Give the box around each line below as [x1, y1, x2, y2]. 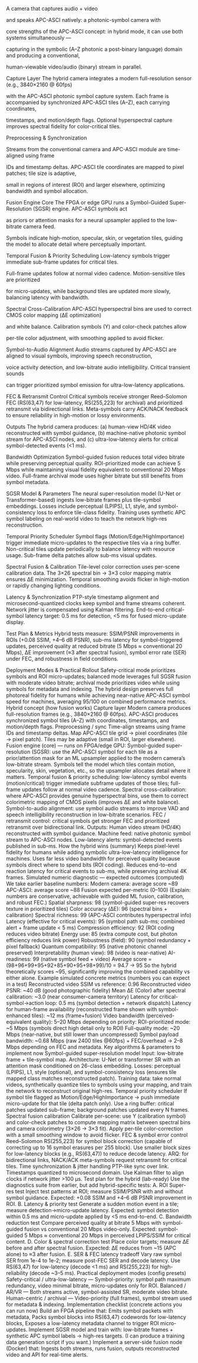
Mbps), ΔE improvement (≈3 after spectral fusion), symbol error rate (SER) [6, 649, 187, 655]
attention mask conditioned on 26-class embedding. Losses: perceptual [6, 1062, 181, 1069]
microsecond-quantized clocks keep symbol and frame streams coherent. [6, 600, 186, 606]
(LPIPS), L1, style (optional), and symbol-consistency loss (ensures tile [6, 1069, 177, 1075]
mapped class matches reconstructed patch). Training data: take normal [6, 1075, 181, 1082]
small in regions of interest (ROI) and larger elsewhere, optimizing [6, 181, 165, 188]
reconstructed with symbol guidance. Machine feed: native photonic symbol [6, 830, 191, 837]
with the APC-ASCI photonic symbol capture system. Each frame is [6, 93, 169, 99]
